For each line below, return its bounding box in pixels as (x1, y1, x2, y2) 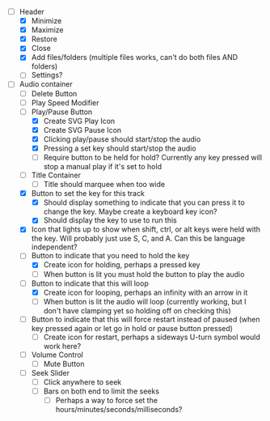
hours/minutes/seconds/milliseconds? (55, 405, 183, 415)
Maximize (31, 25, 64, 35)
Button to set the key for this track (31, 189, 145, 198)
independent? (31, 242, 78, 252)
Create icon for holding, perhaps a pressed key (43, 260, 200, 270)
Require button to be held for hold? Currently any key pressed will (43, 152, 263, 162)
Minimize (31, 16, 62, 26)
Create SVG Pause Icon (43, 125, 122, 134)
